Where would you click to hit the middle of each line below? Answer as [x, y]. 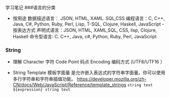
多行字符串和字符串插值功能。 [44, 79]
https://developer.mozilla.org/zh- [112, 79]
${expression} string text [41, 90]
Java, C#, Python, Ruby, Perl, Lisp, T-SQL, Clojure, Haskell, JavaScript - [89, 24]
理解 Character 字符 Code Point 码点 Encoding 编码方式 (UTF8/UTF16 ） [89, 62]
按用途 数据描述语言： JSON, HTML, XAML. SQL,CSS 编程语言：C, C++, [89, 18]
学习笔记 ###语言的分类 [30, 7]
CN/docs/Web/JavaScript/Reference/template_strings [69, 85]
